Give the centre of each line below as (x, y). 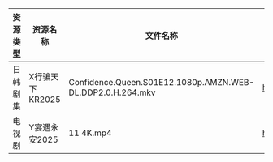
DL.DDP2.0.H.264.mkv (112, 92)
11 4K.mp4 (90, 133)
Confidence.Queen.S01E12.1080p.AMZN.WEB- (161, 82)
